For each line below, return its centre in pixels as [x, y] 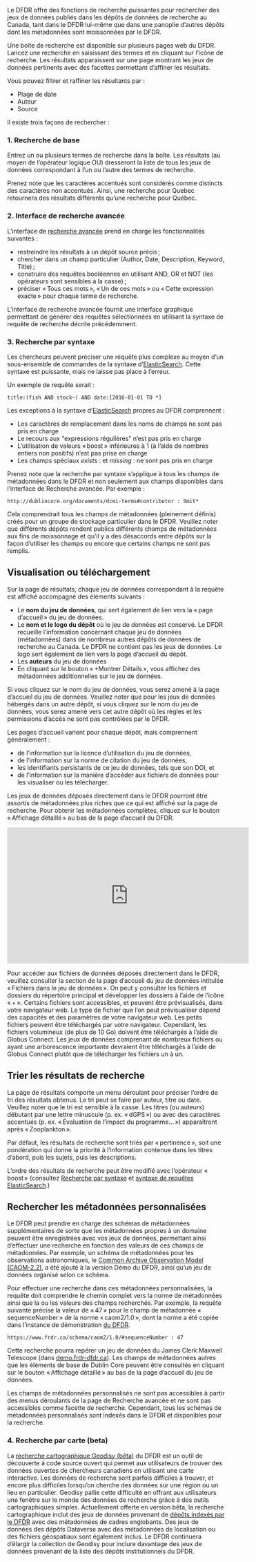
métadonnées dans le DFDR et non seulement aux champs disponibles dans [115, 481]
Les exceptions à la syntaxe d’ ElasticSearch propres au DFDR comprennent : [116, 410]
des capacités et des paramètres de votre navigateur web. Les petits [105, 1017]
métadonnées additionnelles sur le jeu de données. [90, 676]
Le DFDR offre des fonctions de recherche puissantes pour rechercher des [113, 10]
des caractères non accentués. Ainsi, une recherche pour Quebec [101, 191]
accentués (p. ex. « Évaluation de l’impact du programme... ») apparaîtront [112, 1122]
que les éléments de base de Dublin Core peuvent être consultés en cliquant [116, 1365]
